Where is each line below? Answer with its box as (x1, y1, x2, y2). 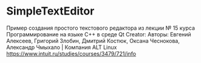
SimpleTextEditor (6, 4, 95, 18)
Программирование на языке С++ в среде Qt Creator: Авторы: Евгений (6, 30, 191, 38)
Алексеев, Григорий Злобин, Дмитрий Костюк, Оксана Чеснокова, (6, 37, 180, 44)
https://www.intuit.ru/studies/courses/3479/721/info (6, 50, 137, 57)
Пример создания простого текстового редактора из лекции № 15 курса (6, 24, 196, 31)
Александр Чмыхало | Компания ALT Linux (6, 44, 117, 51)
